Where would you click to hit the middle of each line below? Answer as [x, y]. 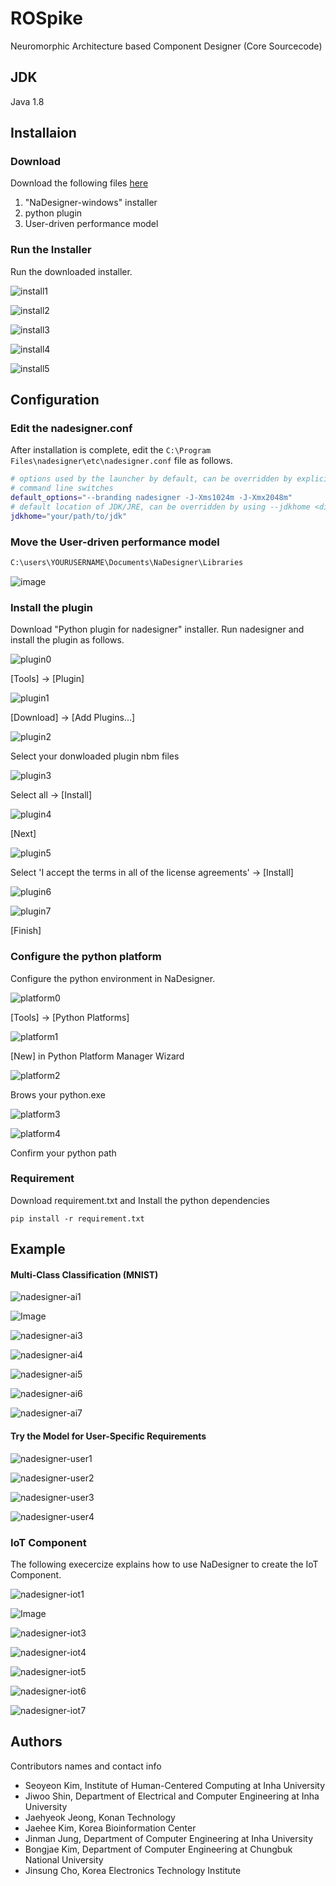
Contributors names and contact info [86, 1766]
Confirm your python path [63, 1153]
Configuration [55, 400]
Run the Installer [51, 250]
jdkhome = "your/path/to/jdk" [69, 516]
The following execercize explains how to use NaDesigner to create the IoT [164, 1564]
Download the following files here [79, 183]
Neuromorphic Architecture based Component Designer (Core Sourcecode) [166, 46]
